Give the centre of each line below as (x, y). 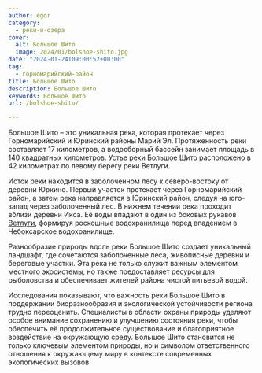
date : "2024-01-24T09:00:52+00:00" (66, 60)
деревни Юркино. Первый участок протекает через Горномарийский (125, 190)
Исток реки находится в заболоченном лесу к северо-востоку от (118, 181)
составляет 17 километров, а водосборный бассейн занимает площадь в (131, 150)
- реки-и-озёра (40, 30)
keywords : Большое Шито (47, 96)
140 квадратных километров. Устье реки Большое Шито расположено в (130, 157)
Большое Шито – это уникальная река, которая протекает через (116, 133)
